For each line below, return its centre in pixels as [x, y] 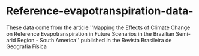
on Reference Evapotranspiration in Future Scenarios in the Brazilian [91, 33]
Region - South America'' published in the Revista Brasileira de [94, 40]
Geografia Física [26, 46]
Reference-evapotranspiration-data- [100, 11]
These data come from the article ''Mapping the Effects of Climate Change [98, 27]
